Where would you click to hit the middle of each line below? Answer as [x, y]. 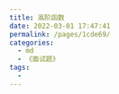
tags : [19, 68]
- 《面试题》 [39, 59]
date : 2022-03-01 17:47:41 [60, 26]
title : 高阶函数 [37, 17]
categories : [32, 43]
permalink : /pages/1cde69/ [60, 34]
